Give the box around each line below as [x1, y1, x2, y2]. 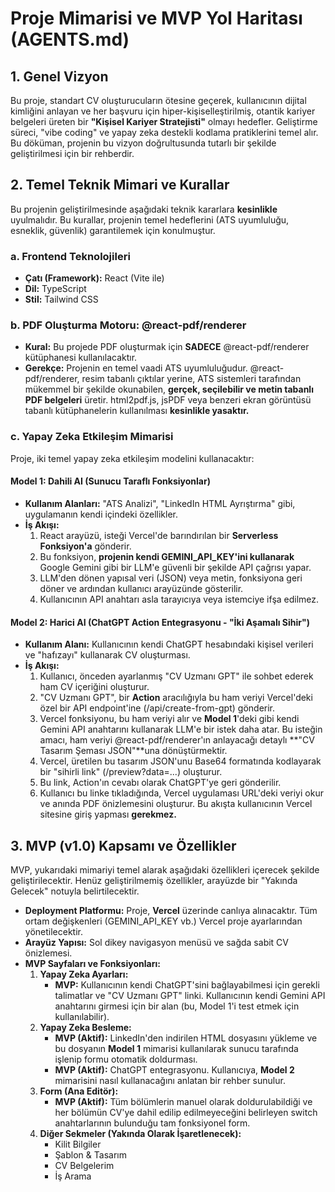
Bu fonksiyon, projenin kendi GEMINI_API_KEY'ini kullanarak [39, 550, 295, 562]
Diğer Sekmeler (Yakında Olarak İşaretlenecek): [39, 1127, 242, 1139]
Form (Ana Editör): [39, 1085, 119, 1097]
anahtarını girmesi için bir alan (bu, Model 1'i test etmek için [54, 1000, 300, 1012]
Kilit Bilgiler [54, 1138, 102, 1150]
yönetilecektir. [24, 925, 83, 937]
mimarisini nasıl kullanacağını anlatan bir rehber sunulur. [54, 1074, 286, 1086]
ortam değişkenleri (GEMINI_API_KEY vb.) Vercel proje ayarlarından [24, 915, 303, 927]
